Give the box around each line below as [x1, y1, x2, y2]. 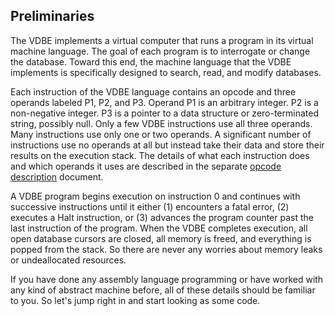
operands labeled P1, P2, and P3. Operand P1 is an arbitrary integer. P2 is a [10, 96, 319, 108]
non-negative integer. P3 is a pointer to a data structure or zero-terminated [10, 107, 319, 119]
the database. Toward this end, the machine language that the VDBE [10, 55, 292, 68]
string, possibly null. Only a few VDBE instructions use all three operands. [10, 117, 313, 129]
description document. [10, 170, 104, 183]
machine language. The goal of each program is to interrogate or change [10, 45, 311, 57]
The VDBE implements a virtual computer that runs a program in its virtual [10, 34, 314, 46]
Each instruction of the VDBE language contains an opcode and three [10, 85, 297, 98]
